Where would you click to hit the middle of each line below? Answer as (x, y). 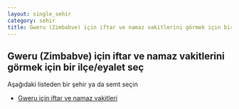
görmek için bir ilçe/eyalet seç (76, 67)
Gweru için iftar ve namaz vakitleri (68, 98)
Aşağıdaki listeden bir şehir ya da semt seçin (73, 84)
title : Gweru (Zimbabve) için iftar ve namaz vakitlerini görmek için (114, 27)
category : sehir (31, 21)
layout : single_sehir (39, 14)
